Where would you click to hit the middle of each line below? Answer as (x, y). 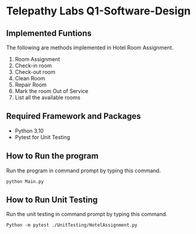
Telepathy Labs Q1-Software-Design (99, 11)
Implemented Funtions (49, 33)
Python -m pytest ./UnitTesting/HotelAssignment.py (72, 225)
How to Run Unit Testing (52, 200)
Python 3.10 (29, 131)
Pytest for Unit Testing (42, 137)
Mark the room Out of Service (51, 91)
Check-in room (33, 65)
